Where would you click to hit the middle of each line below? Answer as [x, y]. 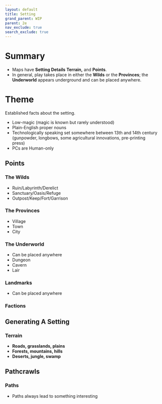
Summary [25, 56]
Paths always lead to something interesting [55, 396]
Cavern [19, 265]
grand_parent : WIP [23, 18]
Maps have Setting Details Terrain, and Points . [59, 69]
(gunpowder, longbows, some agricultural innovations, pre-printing [79, 138]
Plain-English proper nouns [39, 127]
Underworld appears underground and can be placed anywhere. [77, 80]
